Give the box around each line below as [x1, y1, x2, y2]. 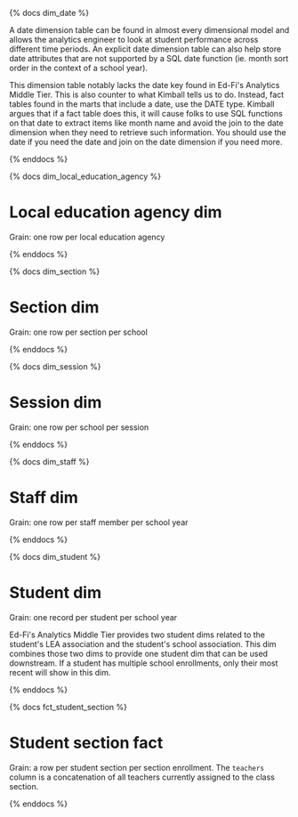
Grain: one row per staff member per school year [9, 516, 189, 528]
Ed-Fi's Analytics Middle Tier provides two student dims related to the [9, 629, 265, 640]
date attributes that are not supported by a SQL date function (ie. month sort [9, 53, 289, 63]
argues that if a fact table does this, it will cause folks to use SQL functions [9, 109, 283, 118]
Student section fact [9, 732, 164, 753]
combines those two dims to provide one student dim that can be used [9, 648, 269, 659]
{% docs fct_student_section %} [9, 701, 127, 712]
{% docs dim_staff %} [9, 456, 90, 466]
